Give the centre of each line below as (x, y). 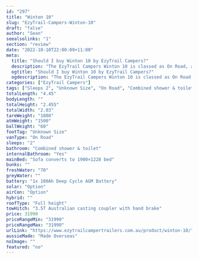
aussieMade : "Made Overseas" (42, 236)
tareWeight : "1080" (30, 115)
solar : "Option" (26, 187)
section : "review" (29, 45)
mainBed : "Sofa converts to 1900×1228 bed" (60, 160)
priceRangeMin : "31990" (35, 220)
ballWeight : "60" (27, 127)
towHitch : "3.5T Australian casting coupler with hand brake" (84, 209)
